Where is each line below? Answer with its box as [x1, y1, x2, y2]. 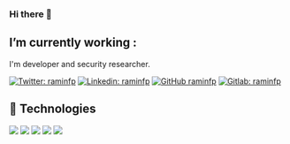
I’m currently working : [9, 35, 137, 50]
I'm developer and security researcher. [9, 58, 150, 69]
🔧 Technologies [9, 102, 96, 117]
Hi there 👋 [9, 8, 53, 20]
